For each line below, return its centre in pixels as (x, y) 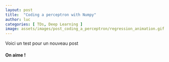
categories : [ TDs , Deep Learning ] (44, 24)
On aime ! (15, 55)
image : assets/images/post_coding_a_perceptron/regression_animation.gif (85, 29)
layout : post (19, 10)
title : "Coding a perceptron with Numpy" (51, 15)
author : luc (18, 19)
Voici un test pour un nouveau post (42, 43)
